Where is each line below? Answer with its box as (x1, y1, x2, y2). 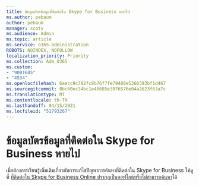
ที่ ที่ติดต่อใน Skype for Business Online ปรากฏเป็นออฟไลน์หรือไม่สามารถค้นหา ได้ (6, 174, 178, 181)
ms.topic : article (6, 36, 52, 42)
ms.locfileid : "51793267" (6, 108, 70, 114)
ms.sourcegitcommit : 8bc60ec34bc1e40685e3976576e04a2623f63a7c (6, 86, 166, 92)
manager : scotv (6, 25, 44, 31)
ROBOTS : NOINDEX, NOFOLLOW (6, 48, 73, 53)
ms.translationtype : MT (6, 92, 65, 97)
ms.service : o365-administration (6, 42, 89, 48)
